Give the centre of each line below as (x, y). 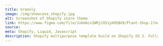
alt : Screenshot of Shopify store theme (47, 18)
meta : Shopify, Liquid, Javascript (41, 32)
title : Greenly (20, 9)
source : (13, 27)
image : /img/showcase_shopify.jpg (40, 14)
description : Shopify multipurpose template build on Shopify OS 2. (76, 36)
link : (10, 23)
